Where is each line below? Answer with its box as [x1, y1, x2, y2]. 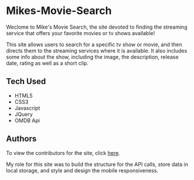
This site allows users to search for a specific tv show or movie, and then [6, 41, 183, 48]
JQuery [14, 110, 33, 117]
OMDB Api [14, 117, 40, 124]
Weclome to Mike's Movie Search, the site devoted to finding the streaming [6, 23, 188, 30]
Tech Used [6, 77, 46, 86]
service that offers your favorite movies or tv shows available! [6, 29, 155, 36]
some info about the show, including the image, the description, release [6, 53, 179, 60]
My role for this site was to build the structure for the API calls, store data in [6, 161, 189, 168]
